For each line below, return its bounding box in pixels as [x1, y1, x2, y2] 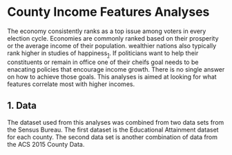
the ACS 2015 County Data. [7, 140, 85, 148]
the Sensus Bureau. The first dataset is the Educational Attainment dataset [7, 125, 219, 134]
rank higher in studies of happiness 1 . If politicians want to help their [7, 49, 199, 59]
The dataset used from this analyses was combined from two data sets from [7, 118, 224, 126]
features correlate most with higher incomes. [7, 80, 135, 88]
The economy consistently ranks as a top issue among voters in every [7, 27, 206, 35]
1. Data [7, 100, 37, 112]
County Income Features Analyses [7, 4, 210, 20]
